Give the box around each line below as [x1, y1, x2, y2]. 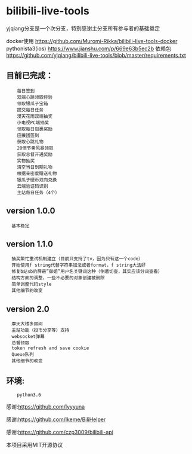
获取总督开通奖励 [17, 151, 52, 157]
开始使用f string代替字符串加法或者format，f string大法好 [11, 262, 146, 269]
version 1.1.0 [6, 239, 54, 249]
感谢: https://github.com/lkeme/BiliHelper [6, 416, 106, 423]
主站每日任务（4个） [17, 190, 60, 196]
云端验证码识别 [17, 183, 48, 189]
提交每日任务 [17, 106, 44, 113]
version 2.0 [6, 304, 49, 314]
